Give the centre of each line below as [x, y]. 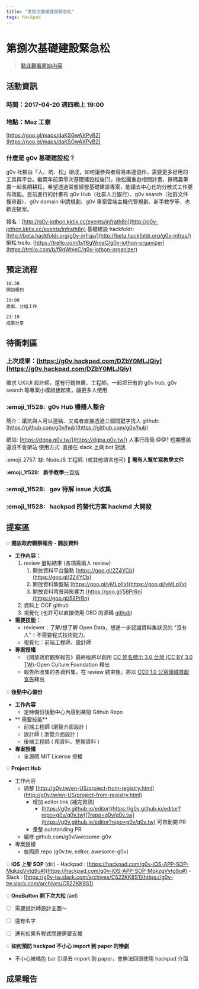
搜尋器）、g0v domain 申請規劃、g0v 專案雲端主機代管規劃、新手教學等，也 [98, 201]
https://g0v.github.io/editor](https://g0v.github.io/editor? [112, 808]
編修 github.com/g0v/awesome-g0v [67, 837]
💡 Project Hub [24, 768]
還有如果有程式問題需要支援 [49, 933]
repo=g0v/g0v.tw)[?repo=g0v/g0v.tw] [88, 815]
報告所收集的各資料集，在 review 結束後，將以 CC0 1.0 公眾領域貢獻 [106, 672]
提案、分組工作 [22, 307]
